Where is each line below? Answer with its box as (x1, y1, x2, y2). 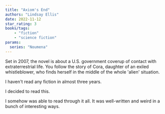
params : (5, 40, 21, 45)
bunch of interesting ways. (5, 103, 60, 109)
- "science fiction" (14, 35, 57, 40)
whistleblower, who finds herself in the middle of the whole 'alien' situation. (5, 68, 160, 75)
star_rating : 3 (5, 21, 37, 26)
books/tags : (5, 26, 30, 31)
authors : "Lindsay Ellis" (5, 12, 59, 17)
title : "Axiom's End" (5, 7, 50, 12)
